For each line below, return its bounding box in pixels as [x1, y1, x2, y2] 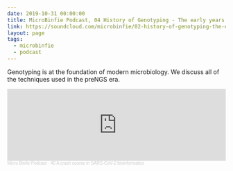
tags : [7, 36, 23, 43]
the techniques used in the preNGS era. [7, 75, 120, 83]
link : [7, 23, 23, 30]
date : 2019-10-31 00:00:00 [7, 10, 85, 17]
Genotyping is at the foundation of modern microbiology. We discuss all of [7, 67, 220, 76]
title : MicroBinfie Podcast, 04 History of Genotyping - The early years [7, 17, 225, 24]
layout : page [7, 29, 45, 37]
